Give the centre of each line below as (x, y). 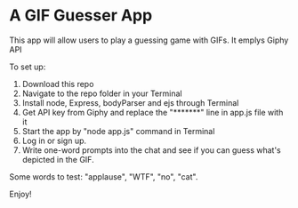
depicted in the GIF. (58, 159)
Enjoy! (21, 194)
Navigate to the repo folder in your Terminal (102, 93)
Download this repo (58, 84)
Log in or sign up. (54, 140)
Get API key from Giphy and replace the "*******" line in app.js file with (153, 112)
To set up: (28, 67)
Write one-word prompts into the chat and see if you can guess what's (152, 150)
